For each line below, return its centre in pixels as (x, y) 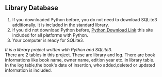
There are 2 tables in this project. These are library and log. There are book (80, 55)
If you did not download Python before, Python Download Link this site (82, 30)
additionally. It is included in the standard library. (60, 25)
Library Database (32, 8)
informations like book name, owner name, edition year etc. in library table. (80, 60)
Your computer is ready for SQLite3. (48, 40)
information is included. (29, 70)
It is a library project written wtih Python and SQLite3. (59, 49)
